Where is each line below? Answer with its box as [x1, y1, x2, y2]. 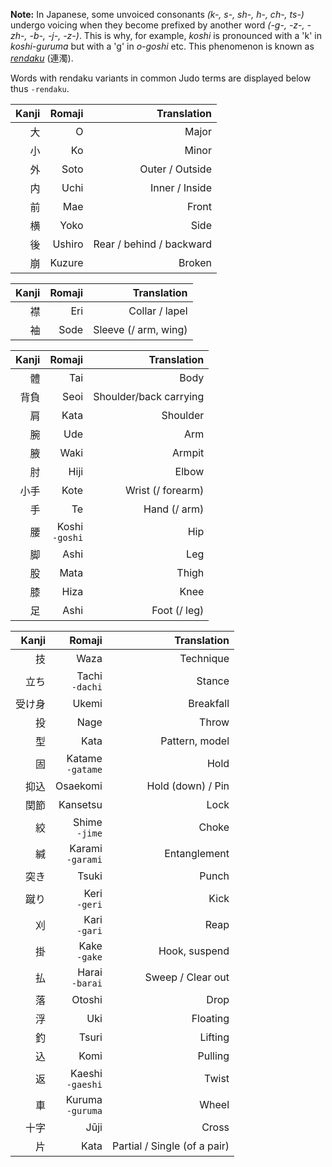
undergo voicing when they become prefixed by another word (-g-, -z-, [10, 19, 305, 31]
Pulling [197, 1049, 230, 1063]
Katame [66, 752, 103, 765]
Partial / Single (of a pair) [111, 1139, 230, 1153]
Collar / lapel [128, 304, 188, 318]
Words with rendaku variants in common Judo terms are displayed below [10, 72, 312, 84]
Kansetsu [58, 798, 103, 811]
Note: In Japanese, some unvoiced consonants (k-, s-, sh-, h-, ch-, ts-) [10, 9, 305, 20]
